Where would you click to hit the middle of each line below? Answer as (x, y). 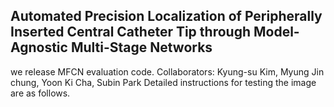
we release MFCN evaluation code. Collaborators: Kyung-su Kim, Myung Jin (167, 71)
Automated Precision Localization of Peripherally (166, 16)
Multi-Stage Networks (141, 47)
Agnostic (39, 47)
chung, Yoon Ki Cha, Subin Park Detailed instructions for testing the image (163, 82)
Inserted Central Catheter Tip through (130, 32)
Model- (276, 32)
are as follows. (40, 93)
